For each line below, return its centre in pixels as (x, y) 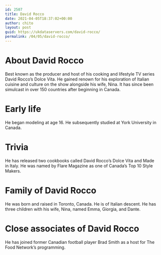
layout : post (18, 28)
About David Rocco (44, 61)
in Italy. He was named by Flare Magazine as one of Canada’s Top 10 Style (79, 166)
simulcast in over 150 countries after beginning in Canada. (63, 89)
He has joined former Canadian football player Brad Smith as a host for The (80, 242)
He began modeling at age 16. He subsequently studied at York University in (81, 122)
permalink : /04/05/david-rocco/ (37, 37)
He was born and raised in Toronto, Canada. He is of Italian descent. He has (80, 204)
